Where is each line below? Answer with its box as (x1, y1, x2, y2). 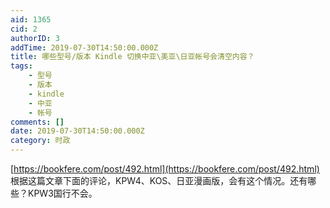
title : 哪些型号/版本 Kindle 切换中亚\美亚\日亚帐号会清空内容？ (10, 52, 255, 62)
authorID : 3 (10, 33, 60, 43)
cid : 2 (10, 24, 38, 34)
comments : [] (10, 117, 65, 127)
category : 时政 (10, 136, 71, 146)
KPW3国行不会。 (27, 187, 98, 199)
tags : (10, 61, 33, 71)
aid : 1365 (10, 14, 52, 25)
